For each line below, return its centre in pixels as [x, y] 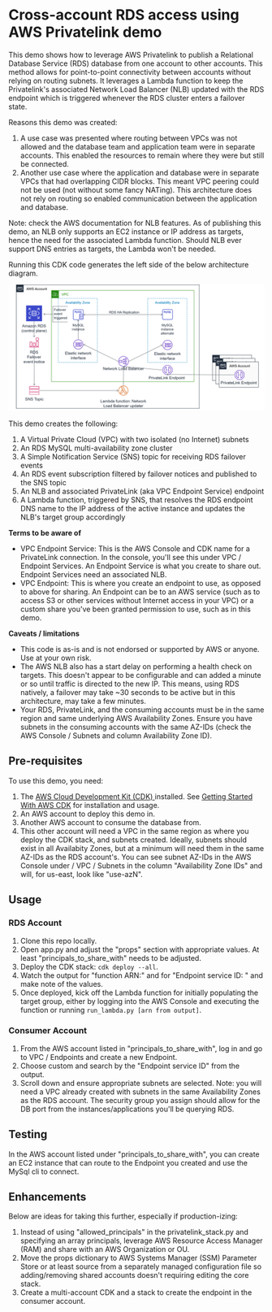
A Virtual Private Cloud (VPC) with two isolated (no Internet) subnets [134, 439]
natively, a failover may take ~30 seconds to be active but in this [127, 692]
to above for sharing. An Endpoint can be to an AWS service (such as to [140, 592]
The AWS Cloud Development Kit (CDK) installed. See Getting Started [136, 796]
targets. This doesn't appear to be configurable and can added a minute [140, 675]
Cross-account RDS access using [124, 15]
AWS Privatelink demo [85, 32]
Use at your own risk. [56, 658]
